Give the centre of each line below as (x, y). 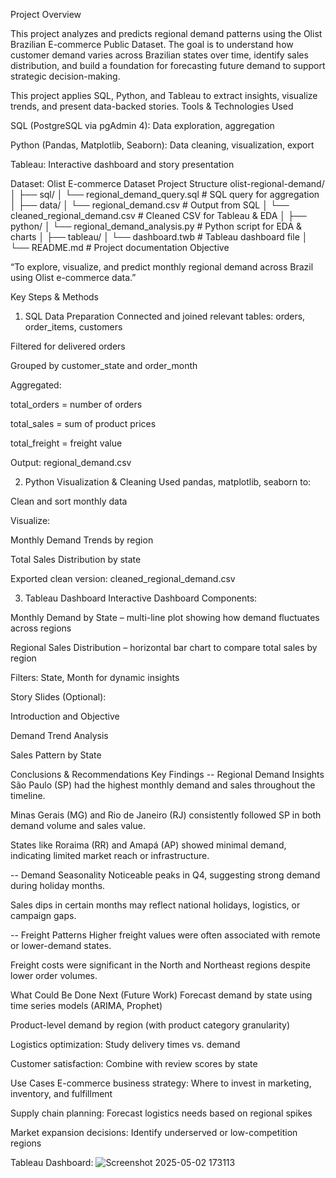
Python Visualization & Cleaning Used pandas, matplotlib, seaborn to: (168, 482)
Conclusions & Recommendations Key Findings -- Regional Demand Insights (167, 774)
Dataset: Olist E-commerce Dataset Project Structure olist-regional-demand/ (167, 183)
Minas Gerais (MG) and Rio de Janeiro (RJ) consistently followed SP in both (166, 815)
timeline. (28, 795)
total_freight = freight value (66, 443)
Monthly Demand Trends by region (82, 540)
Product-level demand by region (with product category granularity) (150, 1025)
